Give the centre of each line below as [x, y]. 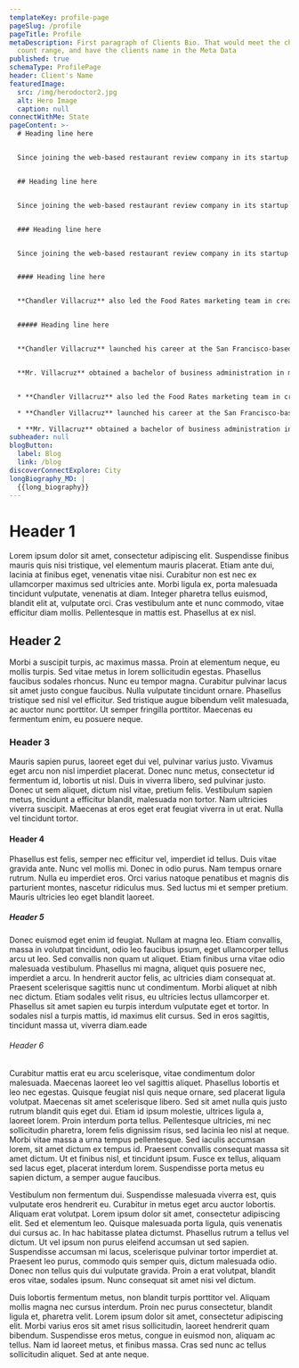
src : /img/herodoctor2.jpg [67, 92]
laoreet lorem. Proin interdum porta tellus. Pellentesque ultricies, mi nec [140, 1120]
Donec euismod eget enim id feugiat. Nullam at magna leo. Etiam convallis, [146, 940]
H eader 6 [27, 1046]
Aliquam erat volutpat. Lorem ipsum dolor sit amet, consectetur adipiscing [145, 1214]
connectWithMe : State [49, 117]
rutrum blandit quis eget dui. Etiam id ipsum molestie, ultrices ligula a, [137, 1111]
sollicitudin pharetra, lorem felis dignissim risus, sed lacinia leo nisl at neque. [149, 1130]
